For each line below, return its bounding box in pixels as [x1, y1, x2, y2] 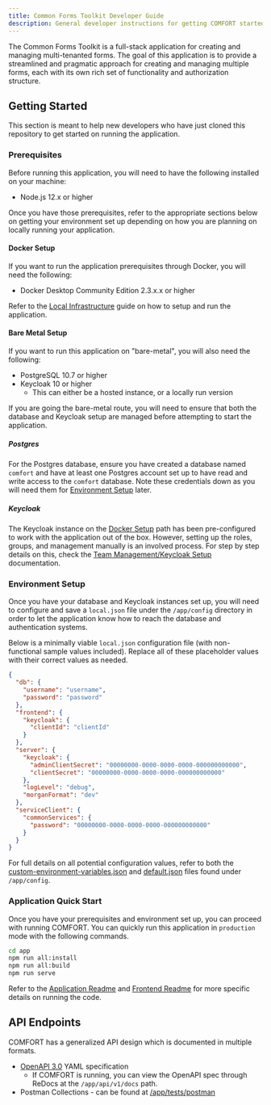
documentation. [8, 558, 61, 568]
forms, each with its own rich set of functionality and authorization [8, 67, 229, 77]
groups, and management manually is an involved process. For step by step [8, 540, 260, 550]
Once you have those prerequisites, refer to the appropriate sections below [8, 208, 258, 217]
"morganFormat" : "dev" [23, 791, 99, 800]
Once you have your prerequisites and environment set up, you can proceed [8, 914, 262, 923]
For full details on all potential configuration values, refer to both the [8, 858, 234, 868]
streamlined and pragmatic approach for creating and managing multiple [8, 58, 250, 69]
